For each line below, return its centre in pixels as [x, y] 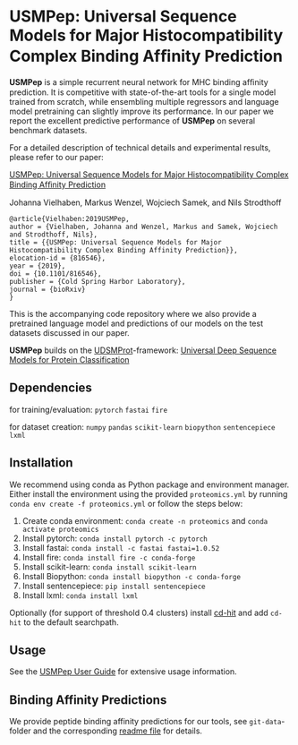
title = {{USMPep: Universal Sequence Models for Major [115, 242]
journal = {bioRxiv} [48, 289]
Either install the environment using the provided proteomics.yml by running [149, 493]
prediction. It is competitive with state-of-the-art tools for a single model [143, 92]
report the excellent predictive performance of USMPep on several [132, 120]
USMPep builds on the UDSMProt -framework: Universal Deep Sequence [143, 350]
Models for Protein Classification [69, 359]
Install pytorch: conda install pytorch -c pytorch [115, 538]
